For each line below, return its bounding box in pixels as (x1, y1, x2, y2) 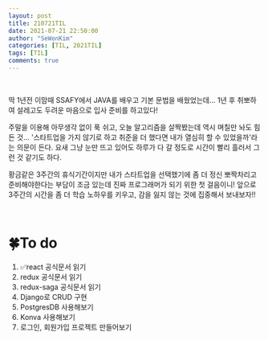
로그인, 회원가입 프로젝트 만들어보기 (19, 322, 132, 332)
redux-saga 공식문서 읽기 (19, 282, 102, 292)
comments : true (8, 57, 59, 65)
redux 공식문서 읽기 (19, 272, 83, 281)
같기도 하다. (25, 152, 63, 162)
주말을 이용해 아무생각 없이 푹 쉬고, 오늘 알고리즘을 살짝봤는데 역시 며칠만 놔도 (8, 122, 253, 132)
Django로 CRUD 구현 (19, 292, 87, 301)
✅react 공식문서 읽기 (19, 262, 87, 272)
